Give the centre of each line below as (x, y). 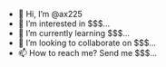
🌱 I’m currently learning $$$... (73, 33)
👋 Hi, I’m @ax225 (50, 14)
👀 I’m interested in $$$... (64, 24)
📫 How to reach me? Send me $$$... (87, 53)
